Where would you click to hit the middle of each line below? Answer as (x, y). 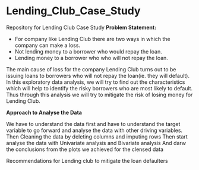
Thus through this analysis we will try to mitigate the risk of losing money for (99, 95)
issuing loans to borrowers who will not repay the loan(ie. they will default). (98, 75)
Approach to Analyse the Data (44, 112)
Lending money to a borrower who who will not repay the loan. (91, 58)
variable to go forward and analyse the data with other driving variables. (94, 130)
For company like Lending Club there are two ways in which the (92, 39)
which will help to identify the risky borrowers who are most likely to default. (99, 88)
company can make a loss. (48, 45)
